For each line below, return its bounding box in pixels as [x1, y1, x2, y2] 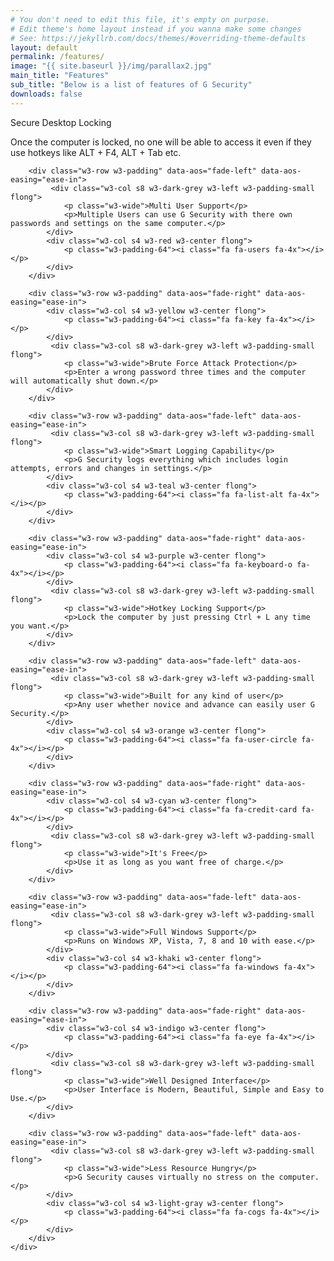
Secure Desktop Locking [10, 116, 112, 128]
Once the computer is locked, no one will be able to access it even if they [10, 136, 312, 148]
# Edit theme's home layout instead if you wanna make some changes [10, 24, 302, 34]
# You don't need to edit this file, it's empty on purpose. [10, 14, 271, 25]
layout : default [10, 42, 78, 53]
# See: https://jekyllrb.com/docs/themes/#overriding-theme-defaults [10, 33, 307, 43]
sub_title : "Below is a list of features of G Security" [10, 80, 253, 90]
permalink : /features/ [10, 52, 105, 62]
